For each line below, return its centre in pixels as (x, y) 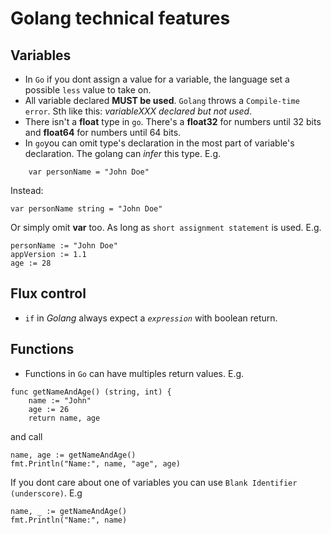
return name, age (64, 418)
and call (26, 436)
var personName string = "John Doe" (86, 209)
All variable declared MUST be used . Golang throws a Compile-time (162, 100)
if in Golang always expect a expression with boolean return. (151, 318)
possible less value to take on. (88, 90)
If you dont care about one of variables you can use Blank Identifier (154, 482)
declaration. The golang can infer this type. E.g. (123, 153)
